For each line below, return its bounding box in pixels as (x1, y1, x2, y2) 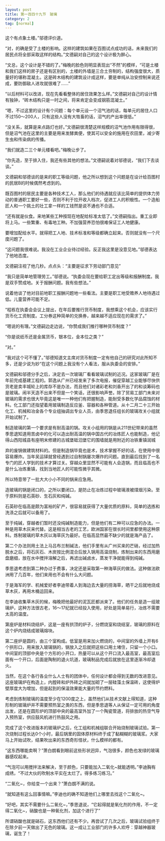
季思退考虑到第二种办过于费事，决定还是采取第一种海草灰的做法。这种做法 (5, 566, 156, 571)
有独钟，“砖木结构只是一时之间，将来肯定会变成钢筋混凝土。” (5, 97, 128, 103)
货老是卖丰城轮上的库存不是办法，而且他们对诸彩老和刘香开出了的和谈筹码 (5, 384, 156, 390)
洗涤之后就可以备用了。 (5, 510, 53, 515)
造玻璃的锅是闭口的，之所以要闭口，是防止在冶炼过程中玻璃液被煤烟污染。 (5, 487, 156, 493)
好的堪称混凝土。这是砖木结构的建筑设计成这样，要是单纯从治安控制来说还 (9, 74, 160, 80)
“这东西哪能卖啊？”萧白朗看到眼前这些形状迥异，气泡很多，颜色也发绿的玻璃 (5, 748, 160, 753)
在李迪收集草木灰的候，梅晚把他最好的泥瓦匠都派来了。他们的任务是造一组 (5, 599, 156, 605)
